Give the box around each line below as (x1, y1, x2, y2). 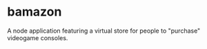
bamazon (7, 4, 62, 20)
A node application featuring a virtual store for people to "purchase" (7, 27, 201, 35)
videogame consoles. (7, 33, 68, 42)
